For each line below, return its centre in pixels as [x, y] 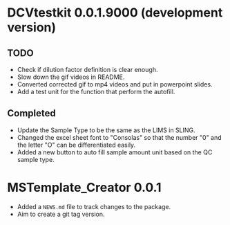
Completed [32, 113]
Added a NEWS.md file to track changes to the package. [94, 206]
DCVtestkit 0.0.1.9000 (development [115, 13]
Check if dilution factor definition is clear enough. [87, 70]
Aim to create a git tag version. [61, 214]
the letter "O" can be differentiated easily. [76, 145]
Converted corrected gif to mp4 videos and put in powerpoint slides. [115, 84]
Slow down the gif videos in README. [71, 77]
